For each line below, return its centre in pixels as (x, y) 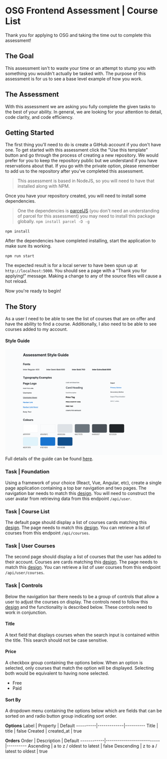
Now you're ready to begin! (33, 291)
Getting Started (30, 132)
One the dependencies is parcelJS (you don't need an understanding (88, 211)
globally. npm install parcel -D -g (53, 222)
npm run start (20, 256)
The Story (21, 307)
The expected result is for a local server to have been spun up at (72, 265)
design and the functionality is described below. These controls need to (79, 607)
